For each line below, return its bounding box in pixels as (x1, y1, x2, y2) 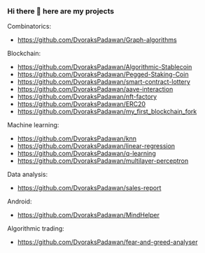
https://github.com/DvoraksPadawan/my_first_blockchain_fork (17, 108, 197, 116)
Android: (7, 197, 32, 205)
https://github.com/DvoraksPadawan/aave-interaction (17, 85, 174, 94)
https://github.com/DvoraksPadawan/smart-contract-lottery (17, 78, 191, 86)
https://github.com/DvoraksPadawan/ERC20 (17, 100, 146, 108)
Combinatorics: (7, 22, 52, 31)
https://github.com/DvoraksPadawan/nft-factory (17, 92, 157, 101)
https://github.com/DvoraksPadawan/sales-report (17, 184, 162, 192)
